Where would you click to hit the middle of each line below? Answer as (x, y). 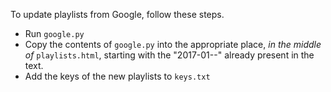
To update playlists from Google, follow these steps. (117, 14)
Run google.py (54, 33)
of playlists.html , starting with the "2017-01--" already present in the (169, 55)
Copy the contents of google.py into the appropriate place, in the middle (173, 44)
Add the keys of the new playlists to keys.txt (117, 76)
